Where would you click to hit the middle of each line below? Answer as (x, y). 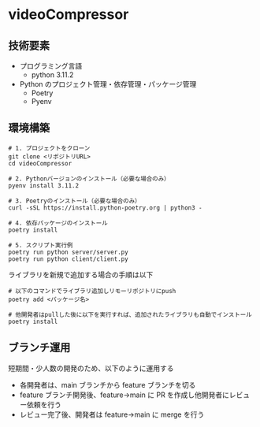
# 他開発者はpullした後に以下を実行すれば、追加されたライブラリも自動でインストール (130, 314)
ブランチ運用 (39, 348)
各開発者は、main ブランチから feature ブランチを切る (108, 384)
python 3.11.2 (52, 75)
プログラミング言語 (51, 66)
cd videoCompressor (40, 163)
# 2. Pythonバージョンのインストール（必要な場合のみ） (89, 179)
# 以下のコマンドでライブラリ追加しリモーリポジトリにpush (92, 291)
